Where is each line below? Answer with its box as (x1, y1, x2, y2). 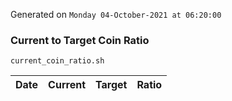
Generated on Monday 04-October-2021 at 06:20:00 (10, 9, 222, 20)
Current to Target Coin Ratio (10, 33, 150, 47)
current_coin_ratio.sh (10, 56, 105, 66)
